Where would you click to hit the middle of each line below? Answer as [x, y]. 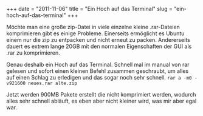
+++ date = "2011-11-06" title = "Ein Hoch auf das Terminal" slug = [90, 9]
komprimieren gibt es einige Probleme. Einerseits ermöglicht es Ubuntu [95, 33]
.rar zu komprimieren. [33, 53]
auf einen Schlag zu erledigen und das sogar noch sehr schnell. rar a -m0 [99, 77]
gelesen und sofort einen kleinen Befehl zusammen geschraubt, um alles [98, 71]
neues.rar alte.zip [53, 83]
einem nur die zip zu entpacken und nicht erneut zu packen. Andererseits [98, 40]
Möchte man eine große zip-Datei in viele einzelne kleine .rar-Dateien [93, 27]
